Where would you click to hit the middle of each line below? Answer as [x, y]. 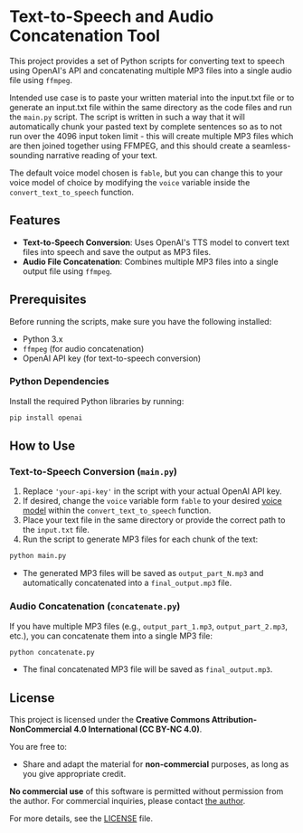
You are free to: [38, 747]
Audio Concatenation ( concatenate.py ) [95, 606]
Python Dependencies [60, 382]
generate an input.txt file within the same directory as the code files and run [151, 107]
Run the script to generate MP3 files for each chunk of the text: [140, 539]
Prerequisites [48, 300]
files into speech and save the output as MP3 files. [117, 251]
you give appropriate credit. [74, 774]
